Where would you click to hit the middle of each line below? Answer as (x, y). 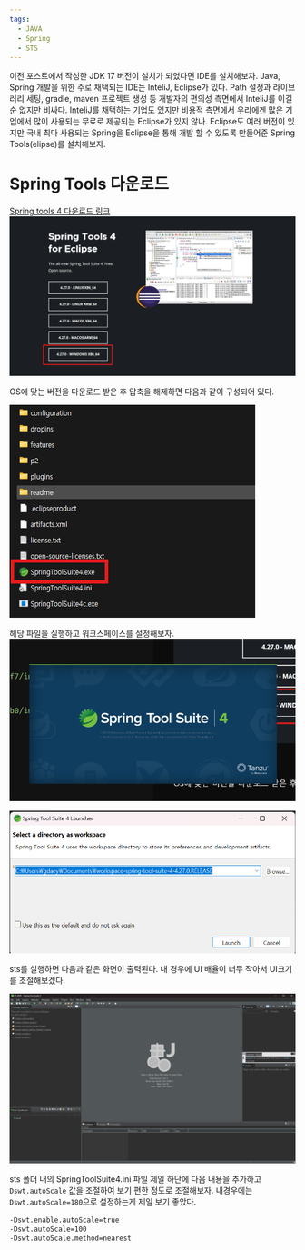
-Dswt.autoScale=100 (49, 1230)
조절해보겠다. (42, 980)
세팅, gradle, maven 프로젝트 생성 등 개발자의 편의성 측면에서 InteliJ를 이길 (159, 99)
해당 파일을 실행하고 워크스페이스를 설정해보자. (92, 633)
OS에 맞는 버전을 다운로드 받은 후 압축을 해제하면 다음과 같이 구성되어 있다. (142, 392)
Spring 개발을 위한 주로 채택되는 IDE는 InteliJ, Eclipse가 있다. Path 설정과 (140, 87)
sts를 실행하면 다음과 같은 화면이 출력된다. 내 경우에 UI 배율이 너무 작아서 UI (144, 968)
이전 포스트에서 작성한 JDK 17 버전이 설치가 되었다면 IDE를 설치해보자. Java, (145, 76)
